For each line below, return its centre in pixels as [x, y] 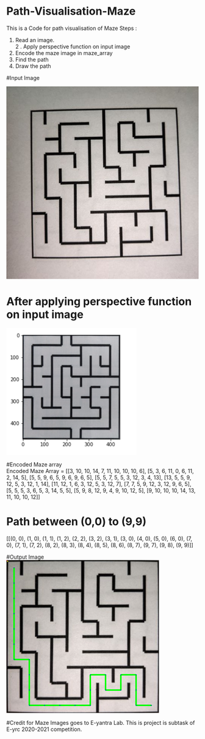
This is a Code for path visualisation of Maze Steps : [72, 28]
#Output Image [25, 557]
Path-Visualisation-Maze [71, 11]
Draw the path [33, 66]
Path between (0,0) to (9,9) [77, 522]
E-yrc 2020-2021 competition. [44, 729]
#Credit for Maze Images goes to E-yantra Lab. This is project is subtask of [101, 722]
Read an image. [35, 40]
